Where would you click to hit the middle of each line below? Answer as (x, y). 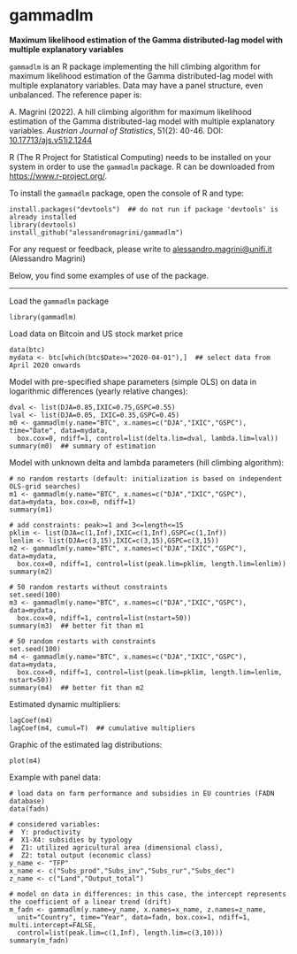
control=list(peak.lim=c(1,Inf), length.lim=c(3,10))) (120, 933)
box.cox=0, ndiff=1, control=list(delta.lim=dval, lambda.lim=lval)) (148, 438)
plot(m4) (25, 761)
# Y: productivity (45, 832)
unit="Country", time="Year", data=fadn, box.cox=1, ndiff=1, (134, 917)
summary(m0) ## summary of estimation (83, 446)
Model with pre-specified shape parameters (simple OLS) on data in (133, 381)
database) (27, 801)
